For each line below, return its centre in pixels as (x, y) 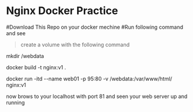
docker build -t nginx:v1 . (36, 67)
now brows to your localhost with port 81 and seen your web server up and (97, 96)
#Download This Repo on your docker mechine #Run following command (95, 27)
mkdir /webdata (25, 56)
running (16, 102)
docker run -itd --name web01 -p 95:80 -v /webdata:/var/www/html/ (89, 79)
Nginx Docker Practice (62, 11)
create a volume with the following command (75, 45)
